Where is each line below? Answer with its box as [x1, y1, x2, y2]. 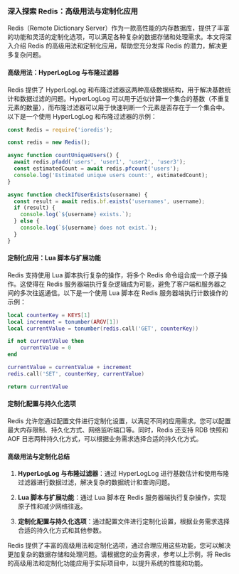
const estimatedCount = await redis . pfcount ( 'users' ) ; [14, 165, 180, 172]
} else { [14, 218, 40, 225]
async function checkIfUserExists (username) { [7, 191, 148, 198]
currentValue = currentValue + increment [7, 364, 132, 371]
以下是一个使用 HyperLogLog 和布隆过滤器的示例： [7, 112, 158, 120]
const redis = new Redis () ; [7, 139, 91, 147]
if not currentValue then [7, 338, 84, 345]
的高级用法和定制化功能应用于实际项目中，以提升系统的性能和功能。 [7, 559, 207, 568]
